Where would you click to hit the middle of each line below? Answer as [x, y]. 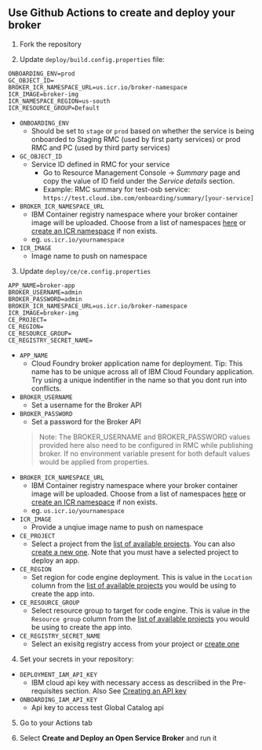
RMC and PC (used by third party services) [101, 147]
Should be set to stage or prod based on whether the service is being [143, 131]
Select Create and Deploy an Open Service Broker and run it [118, 737]
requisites [47, 690]
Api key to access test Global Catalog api [98, 707]
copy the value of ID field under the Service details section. [139, 180]
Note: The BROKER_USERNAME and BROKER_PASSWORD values [145, 437]
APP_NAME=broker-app [42, 286]
